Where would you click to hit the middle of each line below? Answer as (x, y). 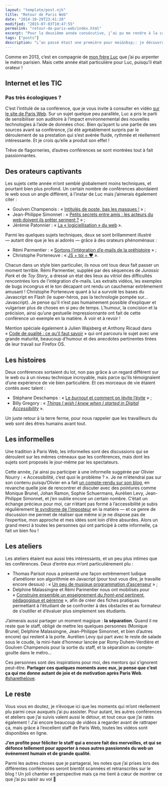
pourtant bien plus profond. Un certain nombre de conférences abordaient (82, 189)
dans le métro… (36, 652)
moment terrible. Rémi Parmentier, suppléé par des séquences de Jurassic (82, 270)
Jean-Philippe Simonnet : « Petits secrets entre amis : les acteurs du (83, 214)
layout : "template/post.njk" (35, 10)
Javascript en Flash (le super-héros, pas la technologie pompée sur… (77, 297)
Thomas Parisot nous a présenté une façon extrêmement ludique (79, 574)
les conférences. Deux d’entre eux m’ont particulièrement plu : (69, 564)
